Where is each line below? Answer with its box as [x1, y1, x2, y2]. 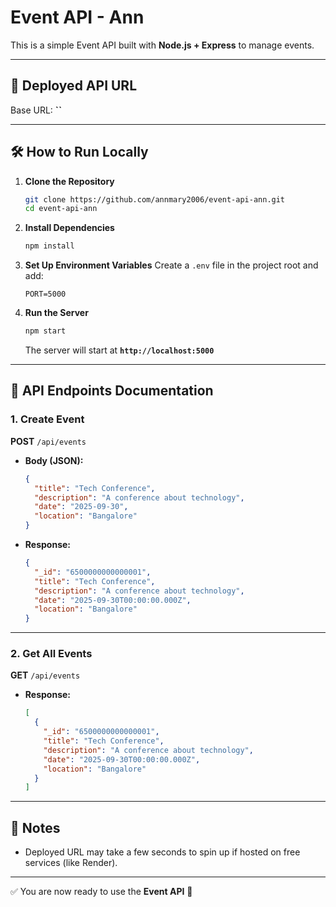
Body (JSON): [24, 454, 84, 466]
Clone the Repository [24, 175, 115, 187]
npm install [24, 241, 75, 251]
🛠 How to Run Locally [10, 144, 149, 161]
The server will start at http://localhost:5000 [24, 344, 215, 356]
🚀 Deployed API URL [10, 77, 138, 95]
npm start [24, 326, 67, 336]
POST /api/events [10, 435, 87, 447]
